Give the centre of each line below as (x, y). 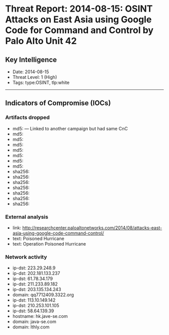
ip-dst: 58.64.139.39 (33, 311)
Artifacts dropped (28, 118)
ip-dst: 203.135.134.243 (37, 290)
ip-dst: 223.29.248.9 (34, 268)
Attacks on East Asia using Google (78, 19)
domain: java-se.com (34, 322)
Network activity (26, 257)
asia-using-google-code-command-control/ (58, 233)
